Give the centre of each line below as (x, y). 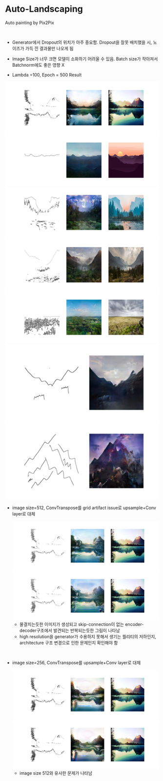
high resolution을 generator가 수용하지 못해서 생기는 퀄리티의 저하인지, (88, 636)
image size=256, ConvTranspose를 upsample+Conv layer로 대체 (76, 662)
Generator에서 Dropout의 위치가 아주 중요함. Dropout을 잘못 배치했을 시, (82, 42)
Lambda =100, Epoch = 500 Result (47, 75)
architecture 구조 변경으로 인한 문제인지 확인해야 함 (69, 643)
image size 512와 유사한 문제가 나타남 (56, 773)
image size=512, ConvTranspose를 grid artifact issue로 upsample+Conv (84, 508)
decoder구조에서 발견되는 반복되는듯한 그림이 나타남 (70, 630)
